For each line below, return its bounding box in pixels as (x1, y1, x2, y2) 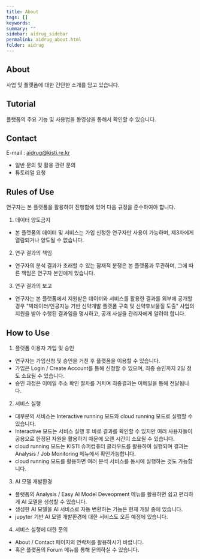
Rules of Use (6, 187, 54, 197)
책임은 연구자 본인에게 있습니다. (21, 269, 95, 277)
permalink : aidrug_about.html (6, 37, 82, 43)
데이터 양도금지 (14, 217, 51, 224)
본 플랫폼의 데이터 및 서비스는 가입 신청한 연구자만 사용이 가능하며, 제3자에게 (14, 229, 194, 236)
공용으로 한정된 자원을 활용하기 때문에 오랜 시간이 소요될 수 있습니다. (14, 435, 175, 442)
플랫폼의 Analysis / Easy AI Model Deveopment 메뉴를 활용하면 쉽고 (14, 490, 178, 498)
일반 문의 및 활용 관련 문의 (14, 161, 76, 169)
